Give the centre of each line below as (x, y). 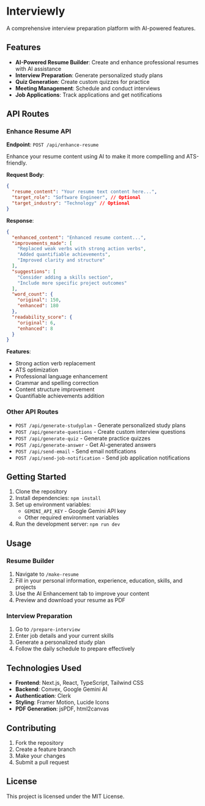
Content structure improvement (55, 389)
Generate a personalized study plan (60, 642)
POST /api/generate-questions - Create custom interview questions (100, 431)
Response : (20, 220)
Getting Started (36, 477)
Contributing (31, 728)
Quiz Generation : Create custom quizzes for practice (82, 81)
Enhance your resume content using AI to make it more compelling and (96, 157)
